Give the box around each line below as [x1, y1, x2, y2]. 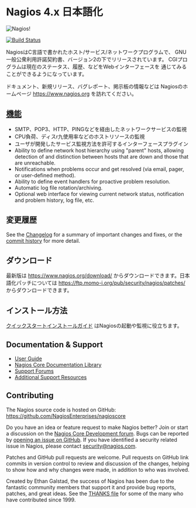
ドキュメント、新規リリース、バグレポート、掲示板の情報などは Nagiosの [6, 83, 183, 90]
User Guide [14, 355, 42, 362]
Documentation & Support [6, 339, 104, 349]
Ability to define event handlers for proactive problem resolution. [14, 178, 171, 185]
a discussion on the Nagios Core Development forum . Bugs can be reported [6, 430, 189, 437]
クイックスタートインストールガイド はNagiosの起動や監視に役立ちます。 [6, 322, 183, 329]
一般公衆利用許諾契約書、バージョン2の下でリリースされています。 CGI [6, 56, 178, 63]
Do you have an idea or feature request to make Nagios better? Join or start [6, 424, 188, 431]
